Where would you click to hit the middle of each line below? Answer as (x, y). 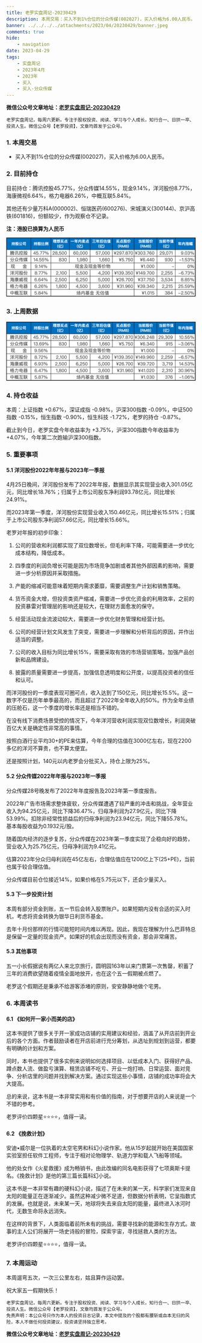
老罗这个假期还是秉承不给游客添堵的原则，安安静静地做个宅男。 (85, 986)
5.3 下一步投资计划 (29, 894)
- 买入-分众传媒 (35, 89)
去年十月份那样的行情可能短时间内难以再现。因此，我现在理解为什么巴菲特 (98, 929)
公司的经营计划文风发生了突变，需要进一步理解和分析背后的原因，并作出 (104, 632)
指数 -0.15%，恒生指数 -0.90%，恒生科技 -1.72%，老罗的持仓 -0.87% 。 (95, 417)
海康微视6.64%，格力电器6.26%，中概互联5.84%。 (70, 195)
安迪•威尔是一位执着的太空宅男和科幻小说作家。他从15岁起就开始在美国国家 (100, 1148)
